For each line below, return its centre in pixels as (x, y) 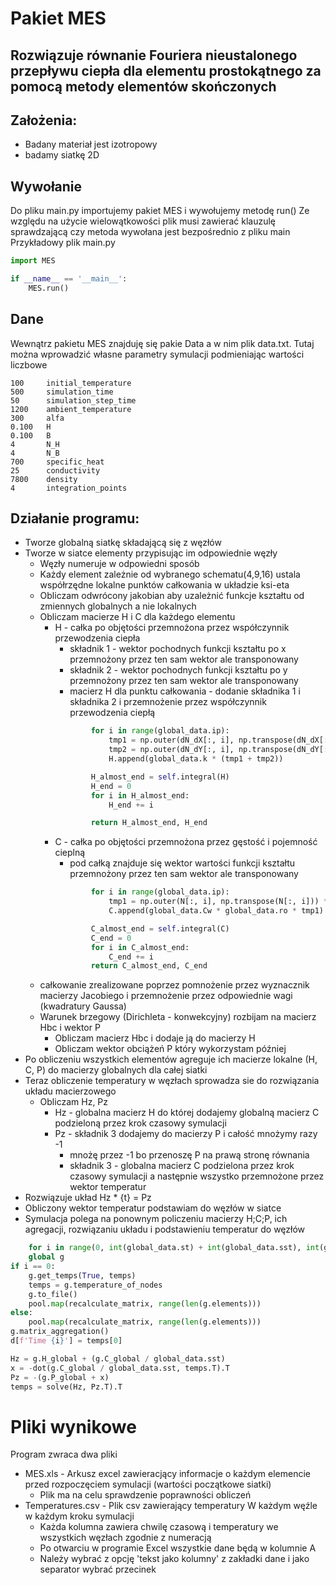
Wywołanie (46, 186)
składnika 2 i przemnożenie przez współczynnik (168, 702)
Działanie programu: (75, 518)
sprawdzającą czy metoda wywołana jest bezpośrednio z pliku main (150, 232)
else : (21, 1313)
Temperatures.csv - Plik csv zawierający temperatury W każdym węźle (171, 1506)
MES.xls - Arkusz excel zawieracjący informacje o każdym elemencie (167, 1474)
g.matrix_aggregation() (60, 1332)
